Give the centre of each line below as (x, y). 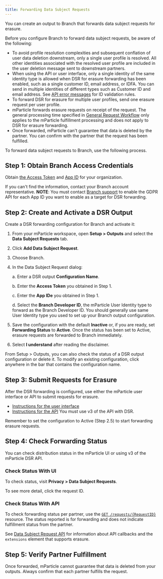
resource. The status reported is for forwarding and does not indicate (74, 519)
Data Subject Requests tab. (40, 239)
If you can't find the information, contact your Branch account (67, 187)
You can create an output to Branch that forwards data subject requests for (80, 23)
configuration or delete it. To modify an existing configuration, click (72, 359)
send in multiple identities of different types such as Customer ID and (81, 89)
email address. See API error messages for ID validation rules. (74, 94)
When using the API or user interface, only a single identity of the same (83, 73)
